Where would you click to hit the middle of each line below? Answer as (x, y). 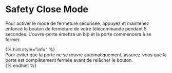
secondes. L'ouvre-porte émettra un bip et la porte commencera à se (78, 34)
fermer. (13, 40)
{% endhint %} (21, 65)
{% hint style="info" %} (30, 49)
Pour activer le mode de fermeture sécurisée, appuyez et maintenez (77, 23)
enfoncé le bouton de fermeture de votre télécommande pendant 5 (76, 28)
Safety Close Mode (47, 9)
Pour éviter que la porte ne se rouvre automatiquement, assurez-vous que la (86, 55)
